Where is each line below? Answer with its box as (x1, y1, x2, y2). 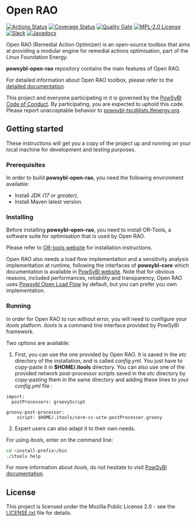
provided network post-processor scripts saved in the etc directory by (14, 369, 186, 376)
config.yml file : (14, 382, 53, 389)
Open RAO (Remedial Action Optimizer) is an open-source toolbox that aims (6, 41, 191, 48)
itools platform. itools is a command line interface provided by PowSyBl (6, 321, 179, 328)
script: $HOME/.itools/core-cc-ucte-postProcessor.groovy (17, 414, 162, 420)
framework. (6, 328, 34, 335)
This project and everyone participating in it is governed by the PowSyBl (6, 94, 182, 101)
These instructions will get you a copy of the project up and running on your (6, 140, 191, 147)
